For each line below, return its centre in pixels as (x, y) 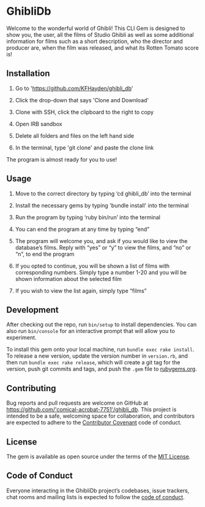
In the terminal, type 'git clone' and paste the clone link (84, 148)
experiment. (21, 337)
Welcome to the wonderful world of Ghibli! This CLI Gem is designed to (96, 28)
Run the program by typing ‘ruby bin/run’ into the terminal (88, 217)
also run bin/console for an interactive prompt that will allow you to (91, 331)
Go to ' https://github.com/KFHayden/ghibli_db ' (74, 88)
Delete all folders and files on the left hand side (75, 135)
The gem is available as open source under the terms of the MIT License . (99, 456)
